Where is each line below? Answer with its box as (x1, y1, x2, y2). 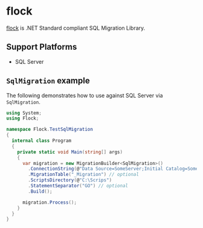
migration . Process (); (22, 199, 77, 206)
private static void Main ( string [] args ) (17, 149, 123, 155)
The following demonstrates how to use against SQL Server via (6, 92, 163, 99)
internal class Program (11, 138, 71, 144)
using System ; (6, 110, 42, 116)
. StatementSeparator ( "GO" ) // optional (28, 183, 129, 189)
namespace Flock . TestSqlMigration (6, 126, 94, 133)
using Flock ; (6, 115, 39, 122)
